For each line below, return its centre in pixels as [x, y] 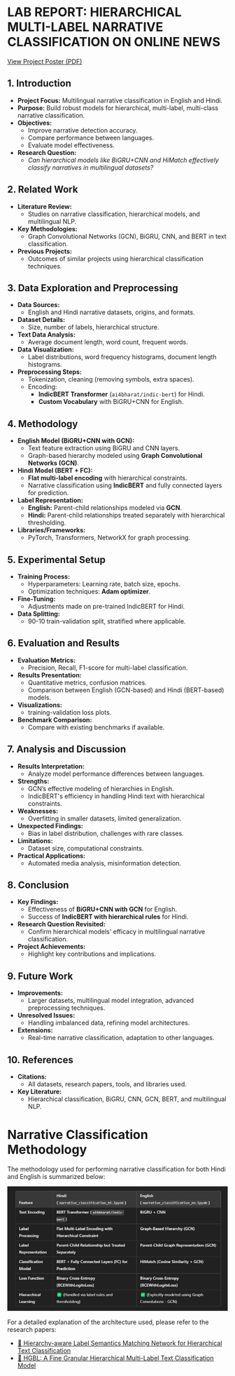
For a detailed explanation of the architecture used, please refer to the [108, 1322]
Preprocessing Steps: [50, 372]
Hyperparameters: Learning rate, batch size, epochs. [104, 584]
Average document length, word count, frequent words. [108, 342]
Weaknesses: [37, 811]
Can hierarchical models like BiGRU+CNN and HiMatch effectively [123, 160]
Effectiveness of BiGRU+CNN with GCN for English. [102, 910]
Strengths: [33, 781]
